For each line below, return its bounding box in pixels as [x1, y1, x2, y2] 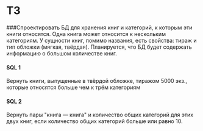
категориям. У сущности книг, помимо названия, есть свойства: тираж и [6, 37, 197, 44]
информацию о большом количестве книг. [6, 49, 118, 57]
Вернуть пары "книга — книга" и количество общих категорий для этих [6, 111, 194, 119]
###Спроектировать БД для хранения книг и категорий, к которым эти [6, 24, 193, 31]
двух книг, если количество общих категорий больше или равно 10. [6, 118, 183, 125]
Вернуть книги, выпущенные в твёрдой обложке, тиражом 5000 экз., [6, 77, 188, 85]
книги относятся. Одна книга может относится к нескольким [6, 30, 166, 37]
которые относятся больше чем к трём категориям [6, 83, 141, 91]
